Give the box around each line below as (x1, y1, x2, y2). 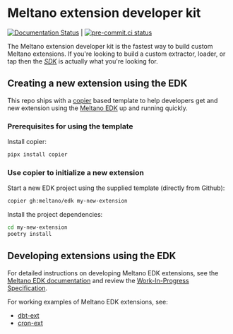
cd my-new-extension (7, 224, 68, 231)
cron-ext (17, 318, 44, 327)
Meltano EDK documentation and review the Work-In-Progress (7, 276, 189, 285)
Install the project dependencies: (7, 210, 103, 219)
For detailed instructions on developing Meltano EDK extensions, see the (7, 268, 219, 277)
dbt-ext (17, 311, 40, 319)
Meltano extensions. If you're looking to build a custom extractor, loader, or (7, 49, 226, 58)
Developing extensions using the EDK (7, 250, 177, 262)
